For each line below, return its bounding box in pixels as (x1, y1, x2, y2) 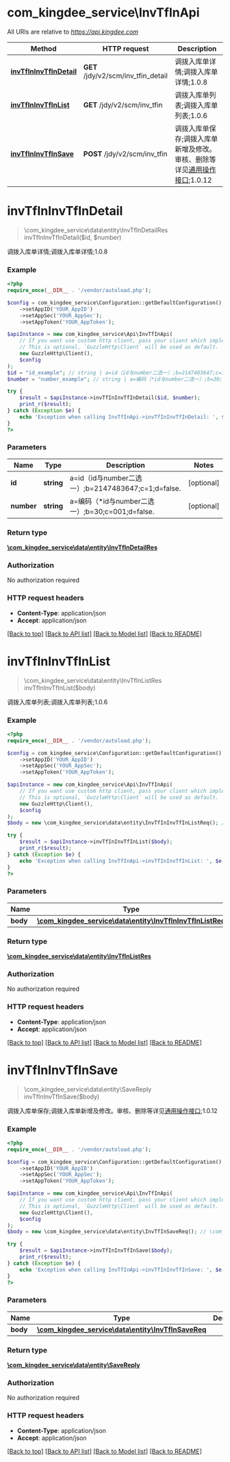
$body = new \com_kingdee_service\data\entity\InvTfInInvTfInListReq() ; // (7, 820, 228, 826)
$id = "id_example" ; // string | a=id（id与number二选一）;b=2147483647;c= (7, 369, 222, 376)
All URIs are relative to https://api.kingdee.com (7, 27, 139, 36)
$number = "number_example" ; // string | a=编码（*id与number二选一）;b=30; (7, 376, 223, 383)
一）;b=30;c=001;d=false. (69, 506, 155, 516)
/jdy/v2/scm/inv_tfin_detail (83, 71, 168, 80)
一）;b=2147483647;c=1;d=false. (69, 483, 181, 493)
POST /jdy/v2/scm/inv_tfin (83, 149, 168, 159)
